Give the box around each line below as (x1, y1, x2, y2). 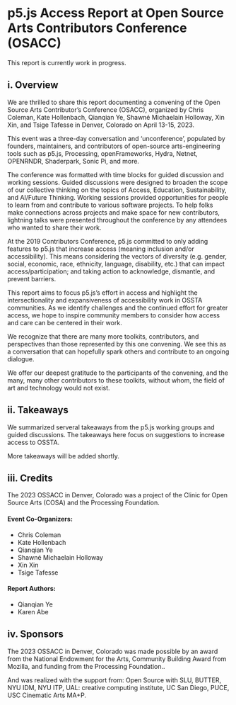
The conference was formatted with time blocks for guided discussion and (7, 170, 225, 179)
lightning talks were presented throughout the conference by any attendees (7, 215, 228, 224)
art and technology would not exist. (7, 383, 111, 392)
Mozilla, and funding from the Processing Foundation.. (7, 662, 165, 670)
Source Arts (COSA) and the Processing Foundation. (7, 498, 160, 507)
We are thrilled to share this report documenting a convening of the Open (7, 98, 220, 106)
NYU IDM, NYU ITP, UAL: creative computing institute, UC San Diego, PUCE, (7, 683, 230, 692)
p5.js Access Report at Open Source (7, 5, 224, 21)
